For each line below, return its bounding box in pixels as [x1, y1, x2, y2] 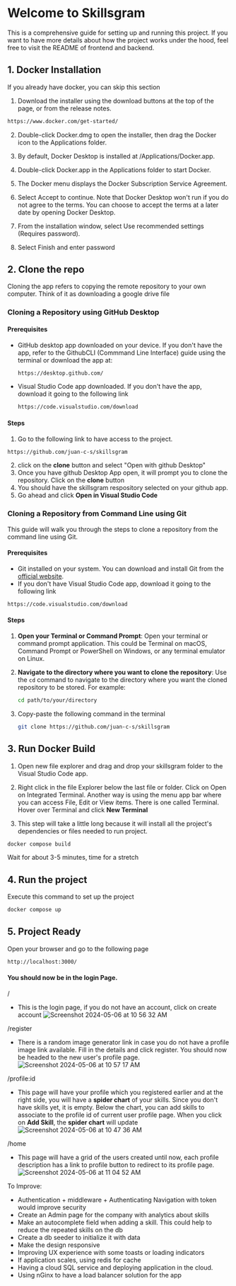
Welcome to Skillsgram [7, 5, 146, 21]
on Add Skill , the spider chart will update [17, 1117, 138, 1127]
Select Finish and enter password [17, 243, 115, 251]
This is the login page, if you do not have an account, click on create [17, 1003, 217, 1011]
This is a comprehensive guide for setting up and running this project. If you [7, 28, 228, 37]
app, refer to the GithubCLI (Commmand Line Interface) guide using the [17, 348, 226, 357]
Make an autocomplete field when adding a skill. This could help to [17, 1218, 212, 1227]
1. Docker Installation [7, 64, 102, 76]
